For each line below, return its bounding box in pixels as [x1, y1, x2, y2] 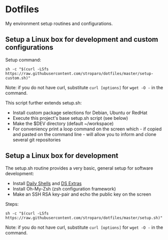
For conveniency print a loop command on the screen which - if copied [12, 126, 162, 132]
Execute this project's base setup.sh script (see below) [12, 115, 128, 121]
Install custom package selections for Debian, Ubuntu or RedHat [12, 110, 148, 116]
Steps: [5, 201, 19, 207]
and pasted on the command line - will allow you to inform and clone [12, 131, 157, 137]
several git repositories [12, 137, 61, 143]
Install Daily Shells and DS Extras [12, 180, 82, 186]
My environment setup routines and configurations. [5, 20, 113, 26]
